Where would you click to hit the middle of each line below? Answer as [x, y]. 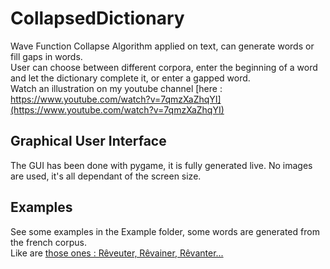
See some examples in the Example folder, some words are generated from [165, 231]
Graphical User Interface [88, 141]
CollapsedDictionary [97, 18]
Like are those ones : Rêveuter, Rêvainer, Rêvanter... [117, 253]
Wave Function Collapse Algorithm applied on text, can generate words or [162, 46]
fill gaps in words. [46, 56]
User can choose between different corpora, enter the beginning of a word [164, 67]
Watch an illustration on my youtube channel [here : [116, 88]
